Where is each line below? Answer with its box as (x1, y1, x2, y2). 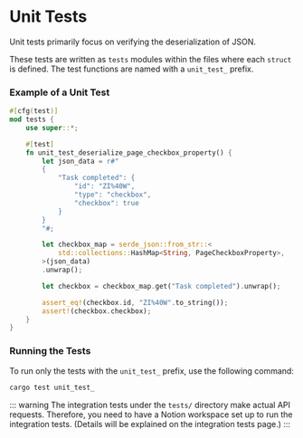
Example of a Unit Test (9, 86, 110, 99)
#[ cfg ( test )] (9, 107, 59, 116)
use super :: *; (25, 123, 79, 132)
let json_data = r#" (42, 157, 119, 166)
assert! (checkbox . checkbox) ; (42, 306, 152, 316)
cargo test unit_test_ (9, 383, 95, 392)
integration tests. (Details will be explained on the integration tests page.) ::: (9, 418, 291, 429)
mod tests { (9, 115, 54, 124)
